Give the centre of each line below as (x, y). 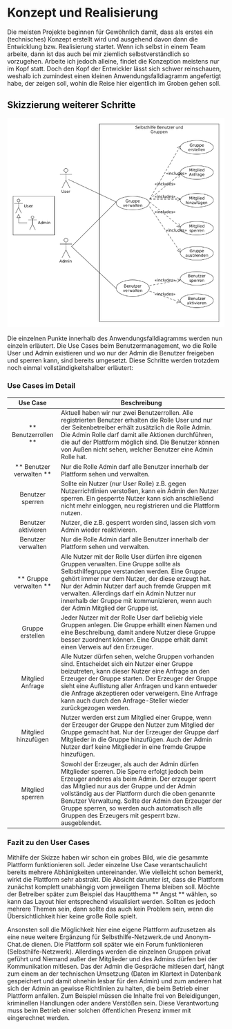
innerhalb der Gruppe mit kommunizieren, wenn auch (136, 600)
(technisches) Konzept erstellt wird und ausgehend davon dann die (103, 39)
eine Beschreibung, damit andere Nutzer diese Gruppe (138, 632)
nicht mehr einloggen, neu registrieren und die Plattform (140, 506)
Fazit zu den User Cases (49, 843)
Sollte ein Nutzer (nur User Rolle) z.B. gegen (124, 483)
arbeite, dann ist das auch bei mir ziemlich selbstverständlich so (98, 54)
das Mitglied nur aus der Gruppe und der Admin (128, 786)
